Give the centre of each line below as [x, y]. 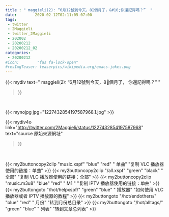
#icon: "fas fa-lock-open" [42, 62]
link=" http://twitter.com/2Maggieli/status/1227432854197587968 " [74, 128]
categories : [18, 53]
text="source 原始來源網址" [34, 134]
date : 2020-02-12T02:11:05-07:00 [49, 15]
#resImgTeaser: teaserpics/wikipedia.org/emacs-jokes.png [68, 67]
